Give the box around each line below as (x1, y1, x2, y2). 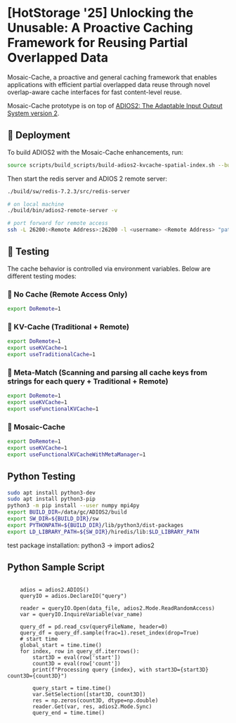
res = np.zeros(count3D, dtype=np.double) (32, 697, 159, 704)
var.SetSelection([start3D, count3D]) (32, 691, 146, 698)
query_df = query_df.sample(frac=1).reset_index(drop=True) (20, 629, 199, 637)
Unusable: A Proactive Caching (7, 20, 193, 36)
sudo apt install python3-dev (7, 489, 96, 496)
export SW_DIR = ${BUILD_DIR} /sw (7, 515, 99, 523)
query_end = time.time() (32, 709, 105, 716)
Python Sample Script (7, 561, 105, 573)
